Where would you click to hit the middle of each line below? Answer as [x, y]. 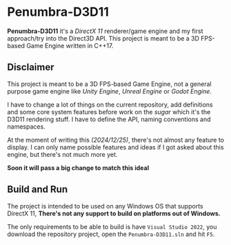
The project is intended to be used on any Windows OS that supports [105, 206]
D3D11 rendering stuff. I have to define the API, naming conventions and [109, 119]
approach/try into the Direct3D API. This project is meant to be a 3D [103, 38]
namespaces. [27, 126]
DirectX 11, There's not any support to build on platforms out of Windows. [114, 213]
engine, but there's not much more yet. [62, 154]
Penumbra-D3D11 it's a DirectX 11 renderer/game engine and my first [105, 31]
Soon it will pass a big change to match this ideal [78, 168]
